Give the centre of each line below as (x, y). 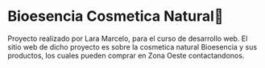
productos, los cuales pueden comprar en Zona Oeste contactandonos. (126, 55)
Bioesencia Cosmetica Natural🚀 (116, 16)
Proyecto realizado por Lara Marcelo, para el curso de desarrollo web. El (128, 38)
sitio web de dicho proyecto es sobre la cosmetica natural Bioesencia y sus (132, 46)
